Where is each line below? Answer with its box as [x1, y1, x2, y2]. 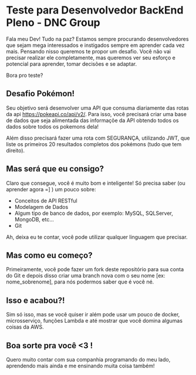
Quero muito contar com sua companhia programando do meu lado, [6, 356, 171, 363]
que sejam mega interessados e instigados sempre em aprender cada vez [6, 42, 185, 49]
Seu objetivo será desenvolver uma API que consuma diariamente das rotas [6, 104, 189, 112]
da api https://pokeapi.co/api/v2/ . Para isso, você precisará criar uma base [6, 110, 187, 117]
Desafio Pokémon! [6, 89, 75, 99]
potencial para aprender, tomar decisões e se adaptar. [6, 60, 137, 67]
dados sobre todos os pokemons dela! [6, 123, 99, 130]
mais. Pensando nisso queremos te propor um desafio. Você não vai [6, 48, 171, 55]
